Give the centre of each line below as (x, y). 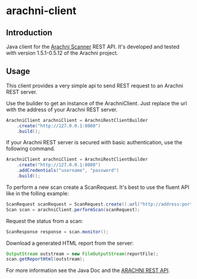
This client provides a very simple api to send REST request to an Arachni (95, 85)
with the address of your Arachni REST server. (62, 109)
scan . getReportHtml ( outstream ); (45, 259)
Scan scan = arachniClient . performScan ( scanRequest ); (73, 210)
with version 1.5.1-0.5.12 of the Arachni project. (62, 53)
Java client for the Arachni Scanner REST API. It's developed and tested (93, 46)
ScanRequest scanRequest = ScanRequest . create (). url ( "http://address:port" (101, 204)
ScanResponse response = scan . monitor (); (57, 232)
